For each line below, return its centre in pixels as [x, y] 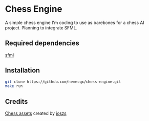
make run [14, 86]
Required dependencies [42, 43]
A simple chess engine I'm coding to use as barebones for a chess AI [74, 23]
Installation [22, 70]
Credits [17, 101]
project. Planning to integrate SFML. [41, 27]
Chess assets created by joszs [36, 113]
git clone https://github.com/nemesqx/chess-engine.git [63, 82]
